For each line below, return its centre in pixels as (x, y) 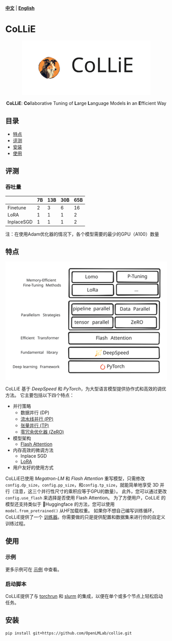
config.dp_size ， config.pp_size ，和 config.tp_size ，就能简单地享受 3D (82, 485)
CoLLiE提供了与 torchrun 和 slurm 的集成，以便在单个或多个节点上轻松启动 (84, 596)
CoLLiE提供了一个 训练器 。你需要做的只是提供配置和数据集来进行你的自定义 (85, 517)
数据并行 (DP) (35, 412)
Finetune (17, 207)
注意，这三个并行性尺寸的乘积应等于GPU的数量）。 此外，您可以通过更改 (90, 491)
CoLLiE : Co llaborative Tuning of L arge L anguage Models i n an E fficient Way (86, 103)
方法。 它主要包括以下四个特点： (40, 395)
